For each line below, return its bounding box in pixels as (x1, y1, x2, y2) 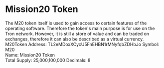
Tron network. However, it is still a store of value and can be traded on (5, 30, 150, 36)
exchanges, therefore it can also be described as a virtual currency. (5, 36, 144, 42)
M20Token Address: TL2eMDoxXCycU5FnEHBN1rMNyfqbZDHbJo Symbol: (5, 41, 160, 47)
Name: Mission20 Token (5, 51, 55, 58)
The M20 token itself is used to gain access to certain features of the (5, 20, 147, 26)
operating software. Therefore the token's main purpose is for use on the (5, 25, 155, 31)
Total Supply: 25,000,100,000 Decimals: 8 (5, 57, 91, 63)
